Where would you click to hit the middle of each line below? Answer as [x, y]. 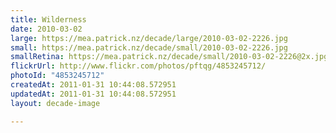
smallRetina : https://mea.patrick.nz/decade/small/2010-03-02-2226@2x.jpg [169, 57]
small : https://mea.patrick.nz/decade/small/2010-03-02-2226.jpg [149, 47]
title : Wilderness [48, 19]
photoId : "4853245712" [57, 76]
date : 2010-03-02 [46, 29]
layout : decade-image [55, 103]
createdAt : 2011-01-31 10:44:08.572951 [93, 85]
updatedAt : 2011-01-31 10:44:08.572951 [93, 94]
